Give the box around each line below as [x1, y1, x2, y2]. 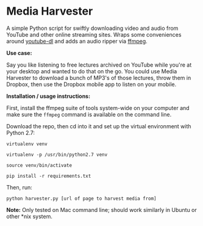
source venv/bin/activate [6, 162, 72, 169]
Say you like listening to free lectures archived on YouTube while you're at [6, 61, 192, 68]
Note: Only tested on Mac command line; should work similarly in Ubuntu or [6, 206, 197, 213]
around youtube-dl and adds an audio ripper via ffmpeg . [6, 37, 148, 45]
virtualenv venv [6, 140, 48, 147]
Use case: [6, 49, 32, 56]
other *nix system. [6, 213, 53, 220]
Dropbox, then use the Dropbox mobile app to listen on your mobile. [6, 81, 177, 88]
